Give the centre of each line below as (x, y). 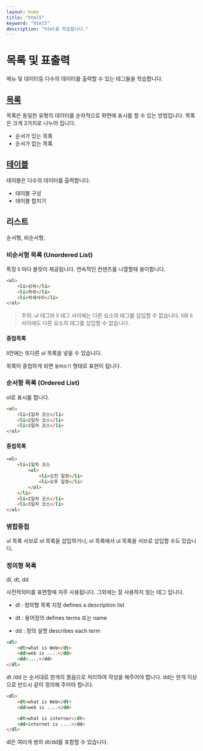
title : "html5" (25, 18)
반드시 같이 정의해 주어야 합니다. (55, 685)
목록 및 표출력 (38, 61)
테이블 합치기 (31, 200)
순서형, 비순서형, (26, 237)
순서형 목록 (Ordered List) (43, 383)
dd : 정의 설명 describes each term (58, 630)
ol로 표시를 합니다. (28, 397)
